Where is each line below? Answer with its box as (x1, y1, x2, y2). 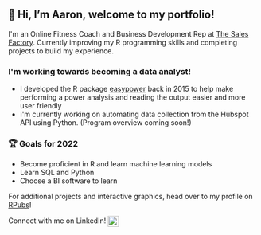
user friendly (19, 101, 62, 111)
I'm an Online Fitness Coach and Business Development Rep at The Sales (8, 29, 249, 38)
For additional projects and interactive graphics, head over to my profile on (8, 192, 253, 202)
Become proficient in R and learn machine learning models (19, 159, 212, 169)
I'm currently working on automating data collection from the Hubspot (19, 109, 249, 119)
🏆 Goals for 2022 (8, 139, 79, 150)
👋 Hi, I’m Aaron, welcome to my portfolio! (8, 8, 215, 22)
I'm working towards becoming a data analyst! (8, 65, 191, 76)
